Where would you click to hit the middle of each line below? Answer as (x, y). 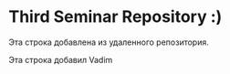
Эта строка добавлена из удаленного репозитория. (109, 42)
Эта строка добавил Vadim (61, 59)
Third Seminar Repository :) (115, 17)
